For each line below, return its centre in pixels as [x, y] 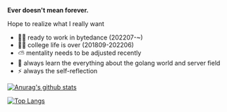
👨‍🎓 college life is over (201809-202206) [75, 45]
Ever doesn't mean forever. [48, 10]
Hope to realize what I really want [56, 24]
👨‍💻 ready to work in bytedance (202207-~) [80, 37]
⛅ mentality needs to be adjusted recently [79, 53]
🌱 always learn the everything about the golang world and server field [119, 63]
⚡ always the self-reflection [57, 71]
